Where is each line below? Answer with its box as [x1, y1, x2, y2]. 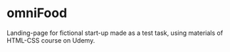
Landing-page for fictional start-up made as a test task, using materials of [6, 28, 224, 37]
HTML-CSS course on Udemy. [6, 36, 95, 44]
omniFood [6, 5, 68, 21]
